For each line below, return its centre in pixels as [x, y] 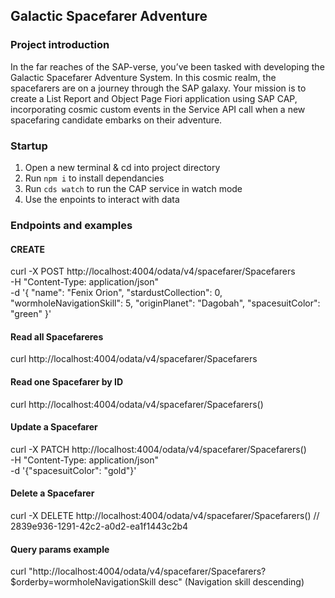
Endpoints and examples [71, 225]
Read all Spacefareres [57, 336]
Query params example [60, 549]
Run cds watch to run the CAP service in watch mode [133, 188]
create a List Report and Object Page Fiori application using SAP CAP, [154, 98]
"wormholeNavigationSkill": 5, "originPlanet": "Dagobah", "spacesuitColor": [165, 303]
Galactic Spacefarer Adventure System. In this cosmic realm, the [143, 77]
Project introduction [60, 45]
